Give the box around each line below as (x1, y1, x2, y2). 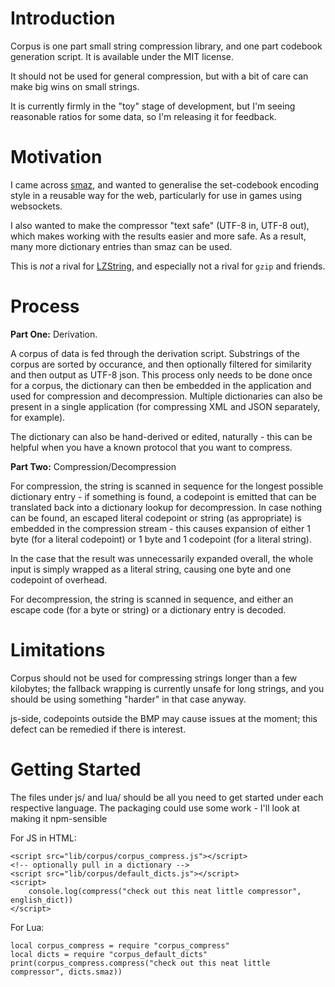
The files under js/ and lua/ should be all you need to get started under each (10, 791, 324, 803)
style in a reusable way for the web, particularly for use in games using (10, 189, 303, 201)
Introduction (10, 7, 116, 30)
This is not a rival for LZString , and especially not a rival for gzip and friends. (10, 260, 326, 272)
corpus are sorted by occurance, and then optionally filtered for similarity (10, 358, 312, 370)
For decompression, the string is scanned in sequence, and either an (10, 593, 294, 605)
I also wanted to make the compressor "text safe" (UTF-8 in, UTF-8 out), (10, 219, 310, 231)
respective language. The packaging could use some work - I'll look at (10, 802, 300, 814)
